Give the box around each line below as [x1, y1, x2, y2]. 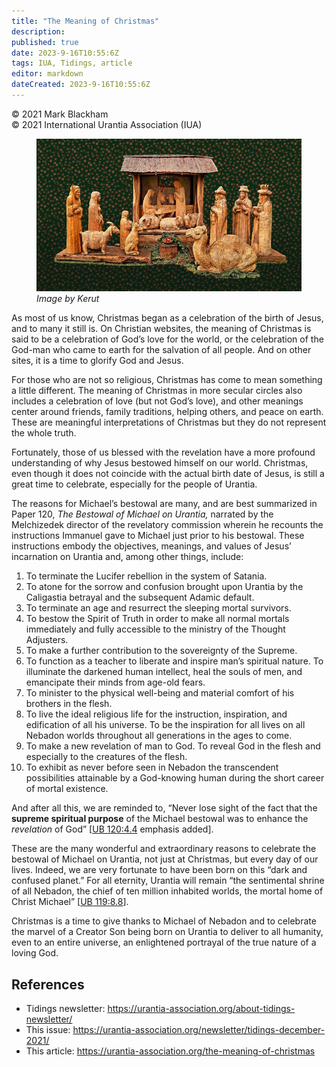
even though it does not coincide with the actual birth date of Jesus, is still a [11, 468, 325, 480]
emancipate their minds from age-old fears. [25, 676, 206, 689]
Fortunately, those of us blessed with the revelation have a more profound [11, 446, 316, 459]
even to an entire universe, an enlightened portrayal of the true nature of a [11, 936, 317, 949]
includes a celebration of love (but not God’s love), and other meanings [11, 395, 304, 407]
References [11, 976, 85, 993]
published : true [11, 37, 79, 47]
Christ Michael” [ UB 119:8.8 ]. [11, 896, 129, 908]
